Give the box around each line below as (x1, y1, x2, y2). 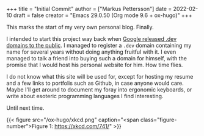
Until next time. (6, 104, 45, 112)
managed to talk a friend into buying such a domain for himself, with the (6, 55, 188, 62)
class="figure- (140, 116, 177, 123)
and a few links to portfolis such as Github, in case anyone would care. (6, 79, 184, 87)
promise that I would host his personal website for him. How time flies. (6, 61, 183, 68)
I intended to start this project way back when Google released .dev (6, 35, 177, 42)
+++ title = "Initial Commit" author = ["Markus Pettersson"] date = (6, 5, 172, 12)
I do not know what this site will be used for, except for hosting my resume (6, 73, 194, 80)
